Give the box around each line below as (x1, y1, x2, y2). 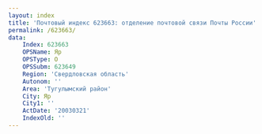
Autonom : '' (22, 77, 62, 85)
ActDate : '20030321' (22, 107, 90, 115)
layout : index (8, 11, 55, 20)
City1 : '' (22, 99, 55, 107)
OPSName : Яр (22, 48, 62, 56)
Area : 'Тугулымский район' (22, 84, 112, 93)
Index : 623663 (22, 41, 69, 49)
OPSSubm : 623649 (22, 63, 77, 71)
